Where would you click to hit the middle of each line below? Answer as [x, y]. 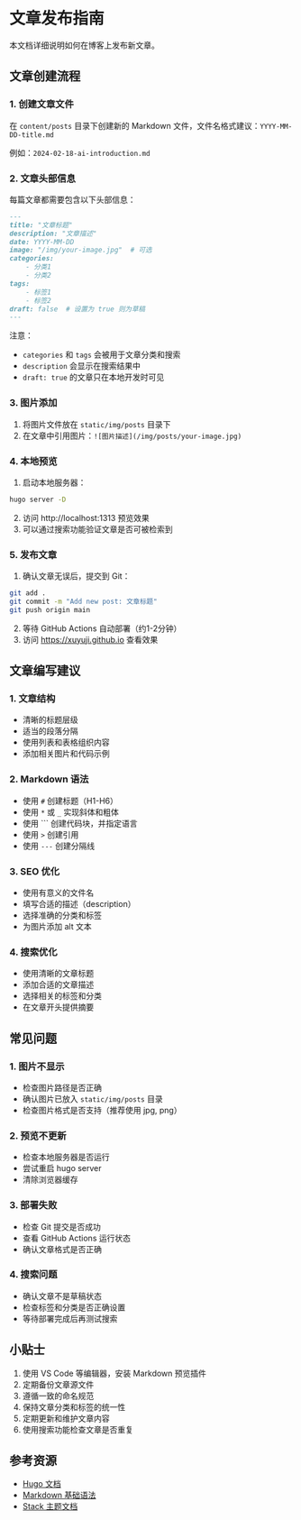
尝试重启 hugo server [62, 1168]
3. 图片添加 [33, 403]
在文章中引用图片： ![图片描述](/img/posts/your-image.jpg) [132, 435]
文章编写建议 [45, 671]
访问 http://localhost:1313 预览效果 [86, 517]
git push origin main [50, 609]
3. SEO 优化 [35, 871]
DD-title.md [32, 135]
